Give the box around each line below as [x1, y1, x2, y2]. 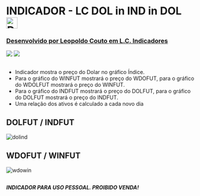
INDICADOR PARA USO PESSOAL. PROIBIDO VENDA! [6, 183, 140, 191]
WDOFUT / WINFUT [6, 151, 81, 161]
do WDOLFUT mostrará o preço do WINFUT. [14, 81, 125, 88]
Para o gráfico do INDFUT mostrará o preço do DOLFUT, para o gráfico [14, 87, 191, 94]
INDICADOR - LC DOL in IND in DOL [6, 4, 182, 18]
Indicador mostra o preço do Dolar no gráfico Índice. [14, 68, 145, 75]
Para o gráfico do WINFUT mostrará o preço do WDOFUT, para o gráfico [14, 75, 195, 82]
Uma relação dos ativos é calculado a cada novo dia [14, 100, 144, 107]
